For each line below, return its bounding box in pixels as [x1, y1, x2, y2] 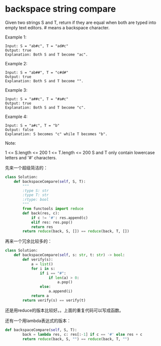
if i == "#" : [39, 270, 67, 276]
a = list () [31, 262, 54, 267]
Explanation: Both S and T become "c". [5, 105, 86, 110]
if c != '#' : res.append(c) [31, 215, 89, 220]
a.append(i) [48, 289, 73, 294]
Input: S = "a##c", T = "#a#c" [5, 96, 69, 101]
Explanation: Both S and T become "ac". [5, 52, 89, 57]
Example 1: [5, 34, 27, 40]
